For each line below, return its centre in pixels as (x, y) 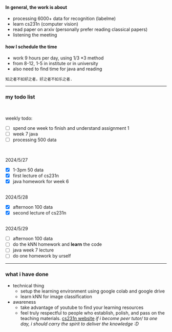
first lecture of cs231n (36, 175)
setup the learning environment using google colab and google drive (93, 291)
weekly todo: (19, 118)
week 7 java (25, 134)
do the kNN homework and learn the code (57, 244)
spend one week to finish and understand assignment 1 (71, 128)
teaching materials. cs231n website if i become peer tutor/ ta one (89, 318)
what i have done (27, 275)
